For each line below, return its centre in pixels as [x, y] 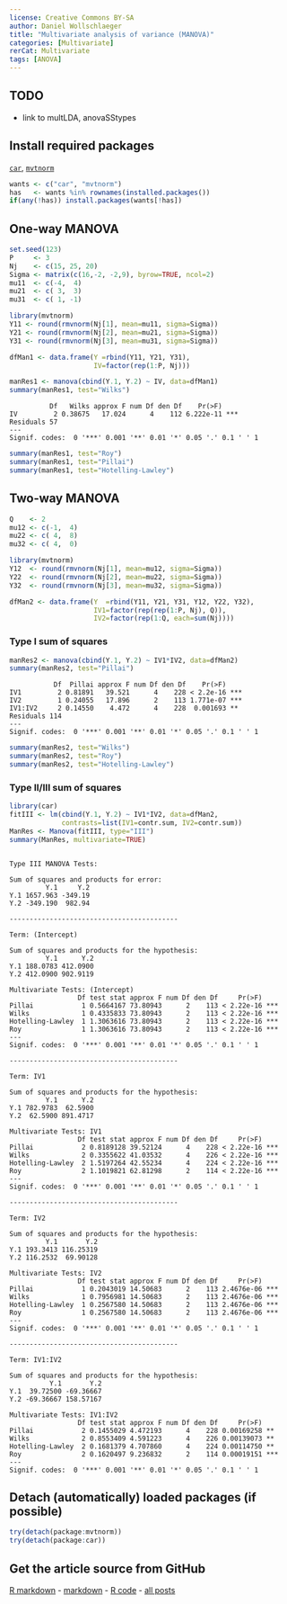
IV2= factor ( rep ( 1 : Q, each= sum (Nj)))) [164, 618]
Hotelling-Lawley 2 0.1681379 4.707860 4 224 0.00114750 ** [142, 1446]
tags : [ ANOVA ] [36, 59]
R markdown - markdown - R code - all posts [92, 1590]
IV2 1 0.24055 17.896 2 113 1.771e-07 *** [126, 701]
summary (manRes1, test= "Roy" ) [66, 454]
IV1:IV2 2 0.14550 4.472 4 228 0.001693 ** [124, 708]
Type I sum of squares [59, 641]
